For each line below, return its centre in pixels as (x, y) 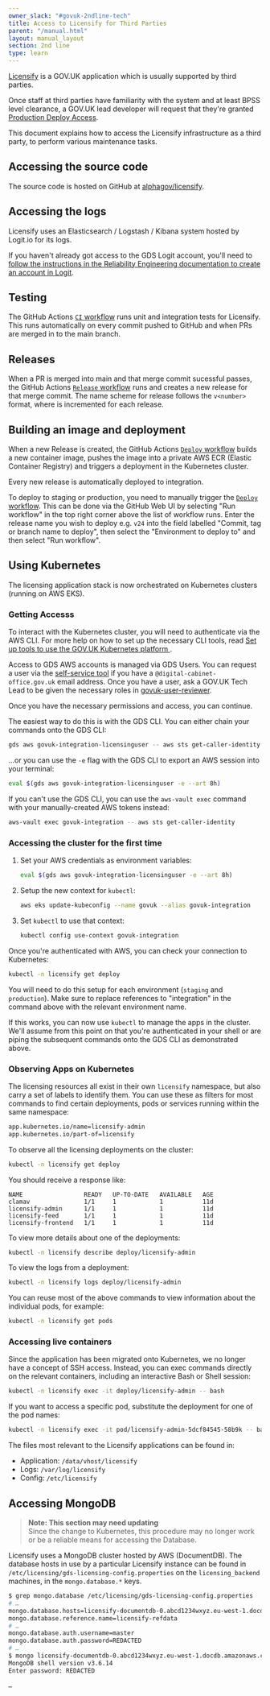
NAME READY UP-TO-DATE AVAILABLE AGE (111, 1194)
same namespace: (39, 1111)
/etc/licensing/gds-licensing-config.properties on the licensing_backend (134, 1572)
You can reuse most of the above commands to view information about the (132, 1298)
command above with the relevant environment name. (98, 1007)
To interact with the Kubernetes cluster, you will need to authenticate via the (134, 632)
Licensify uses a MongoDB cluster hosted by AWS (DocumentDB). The (125, 1555)
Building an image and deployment (97, 430)
